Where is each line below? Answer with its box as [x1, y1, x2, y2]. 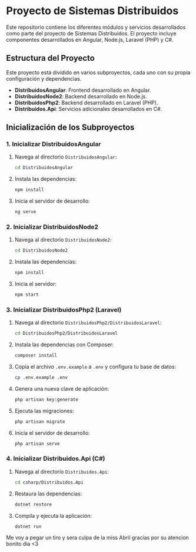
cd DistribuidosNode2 [14, 247, 68, 254]
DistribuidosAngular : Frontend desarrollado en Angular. [14, 87, 151, 94]
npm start [14, 292, 39, 298]
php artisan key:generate [14, 396, 78, 402]
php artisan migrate [14, 418, 65, 425]
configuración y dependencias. [6, 75, 82, 82]
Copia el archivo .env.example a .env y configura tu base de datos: [14, 363, 177, 371]
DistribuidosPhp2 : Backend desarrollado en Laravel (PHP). [14, 99, 158, 106]
